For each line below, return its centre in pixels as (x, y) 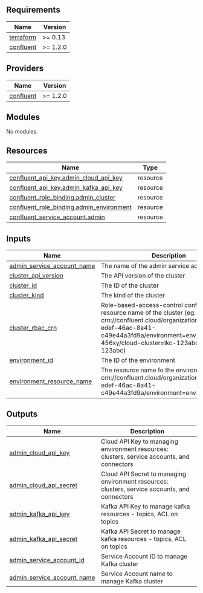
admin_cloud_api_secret (43, 485)
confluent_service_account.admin (57, 217)
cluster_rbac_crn (33, 328)
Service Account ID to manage (144, 556)
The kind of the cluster (133, 296)
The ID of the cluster (130, 285)
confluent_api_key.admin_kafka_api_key (66, 188)
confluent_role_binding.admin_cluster (63, 198)
